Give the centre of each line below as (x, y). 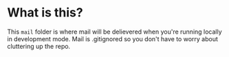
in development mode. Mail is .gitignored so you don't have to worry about (112, 38)
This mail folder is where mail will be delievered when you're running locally (115, 32)
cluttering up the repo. (39, 46)
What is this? (45, 13)
